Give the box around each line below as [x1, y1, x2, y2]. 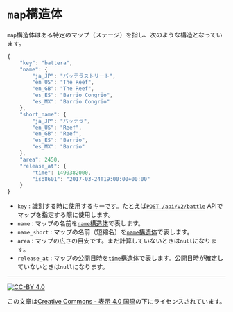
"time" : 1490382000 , [32, 169, 92, 176]
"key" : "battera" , [19, 60, 73, 67]
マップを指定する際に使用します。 [17, 211, 114, 219]
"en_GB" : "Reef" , [32, 130, 82, 137]
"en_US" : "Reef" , [32, 124, 82, 131]
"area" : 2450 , [19, 156, 60, 163]
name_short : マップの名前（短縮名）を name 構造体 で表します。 [17, 228, 193, 236]
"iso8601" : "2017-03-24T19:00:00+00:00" [32, 175, 150, 182]
